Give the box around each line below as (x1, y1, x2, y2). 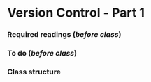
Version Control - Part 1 (7, 5, 145, 21)
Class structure (7, 67, 62, 76)
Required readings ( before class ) (7, 30, 122, 40)
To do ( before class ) (7, 49, 77, 58)
